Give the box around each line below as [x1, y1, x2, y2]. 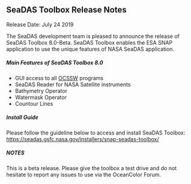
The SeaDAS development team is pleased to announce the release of [6, 33, 180, 40]
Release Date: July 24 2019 [6, 21, 74, 28]
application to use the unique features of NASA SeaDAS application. [6, 45, 175, 52]
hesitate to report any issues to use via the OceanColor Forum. [6, 171, 162, 178]
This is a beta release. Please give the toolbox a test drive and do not [6, 164, 177, 171]
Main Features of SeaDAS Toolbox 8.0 [6, 59, 103, 66]
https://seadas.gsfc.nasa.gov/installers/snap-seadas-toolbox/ [6, 135, 159, 142]
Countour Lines [14, 100, 53, 107]
